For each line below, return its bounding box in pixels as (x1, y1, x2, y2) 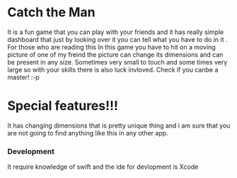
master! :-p (7, 72, 40, 82)
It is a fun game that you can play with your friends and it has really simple (7, 28, 224, 36)
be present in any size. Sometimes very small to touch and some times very (7, 57, 228, 66)
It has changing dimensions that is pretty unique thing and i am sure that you (7, 121, 231, 130)
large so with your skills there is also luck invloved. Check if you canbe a (7, 65, 219, 74)
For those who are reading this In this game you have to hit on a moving (7, 43, 216, 51)
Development (7, 146, 55, 156)
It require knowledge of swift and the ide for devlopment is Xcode (7, 162, 199, 171)
